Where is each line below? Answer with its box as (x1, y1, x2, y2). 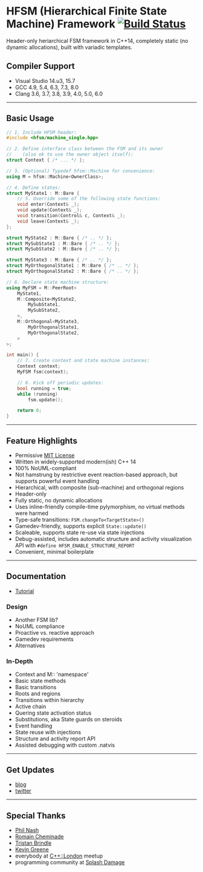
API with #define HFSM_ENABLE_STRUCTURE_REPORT (14, 542, 135, 549)
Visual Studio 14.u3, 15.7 (14, 77, 76, 84)
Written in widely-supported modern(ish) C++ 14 (14, 458, 137, 465)
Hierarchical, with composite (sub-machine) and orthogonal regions (14, 484, 184, 491)
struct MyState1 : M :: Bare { (6, 190, 80, 196)
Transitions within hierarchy (14, 697, 85, 704)
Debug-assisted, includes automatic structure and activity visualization (14, 536, 192, 542)
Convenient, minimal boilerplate (14, 548, 94, 555)
